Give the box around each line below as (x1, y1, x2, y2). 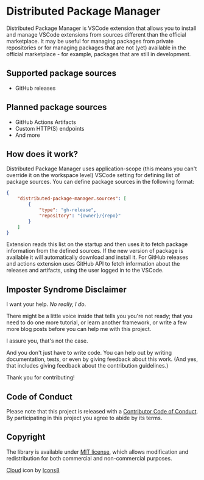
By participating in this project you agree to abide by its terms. (6, 414, 163, 421)
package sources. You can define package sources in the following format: (6, 178, 195, 186)
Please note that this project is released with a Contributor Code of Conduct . (6, 408, 199, 415)
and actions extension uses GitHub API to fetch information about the (6, 260, 180, 267)
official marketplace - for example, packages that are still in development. (6, 50, 191, 57)
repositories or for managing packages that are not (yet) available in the (6, 44, 186, 51)
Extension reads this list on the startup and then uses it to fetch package (6, 241, 188, 248)
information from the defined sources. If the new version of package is (6, 247, 184, 255)
